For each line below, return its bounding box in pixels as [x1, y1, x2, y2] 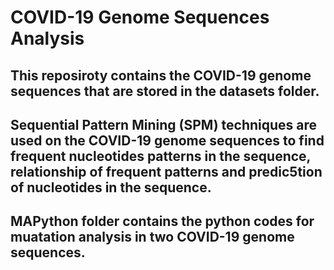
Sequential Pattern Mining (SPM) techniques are [10, 116, 318, 133]
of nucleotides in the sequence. [10, 179, 212, 196]
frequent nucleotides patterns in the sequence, [10, 147, 311, 165]
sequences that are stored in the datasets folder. [10, 82, 320, 100]
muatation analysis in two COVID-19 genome [10, 229, 295, 246]
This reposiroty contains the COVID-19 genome [10, 67, 312, 84]
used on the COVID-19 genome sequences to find [10, 132, 325, 149]
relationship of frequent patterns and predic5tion [10, 163, 323, 180]
